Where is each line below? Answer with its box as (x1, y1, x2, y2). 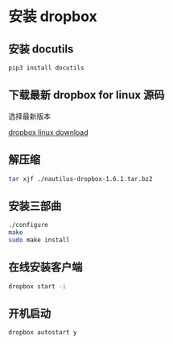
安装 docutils (8, 42, 74, 56)
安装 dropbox (8, 7, 98, 26)
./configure (8, 221, 48, 229)
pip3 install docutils (8, 64, 84, 72)
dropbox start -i (8, 282, 67, 291)
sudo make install (8, 236, 70, 244)
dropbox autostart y (8, 329, 78, 337)
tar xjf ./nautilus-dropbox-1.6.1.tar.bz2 (8, 174, 153, 182)
